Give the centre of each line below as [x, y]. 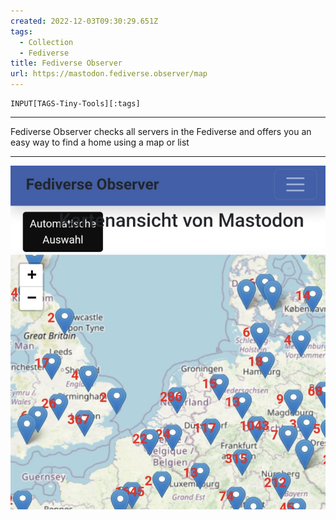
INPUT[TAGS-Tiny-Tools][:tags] [75, 104]
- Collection [46, 42]
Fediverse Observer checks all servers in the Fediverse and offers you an [161, 131]
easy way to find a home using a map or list [100, 142]
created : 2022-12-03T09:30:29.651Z [84, 21]
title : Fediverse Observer [66, 63]
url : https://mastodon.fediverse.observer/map [109, 74]
